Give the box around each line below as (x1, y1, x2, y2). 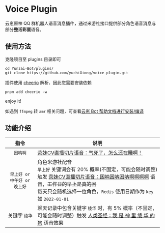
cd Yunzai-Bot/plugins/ (5, 66, 54, 71)
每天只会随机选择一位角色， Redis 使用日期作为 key (37, 188, 154, 195)
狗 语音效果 (37, 219, 64, 226)
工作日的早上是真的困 (47, 180, 97, 187)
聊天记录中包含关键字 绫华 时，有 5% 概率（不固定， (37, 204, 158, 211)
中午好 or (9, 177, 30, 183)
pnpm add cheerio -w (5, 89, 48, 94)
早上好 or (9, 171, 30, 177)
